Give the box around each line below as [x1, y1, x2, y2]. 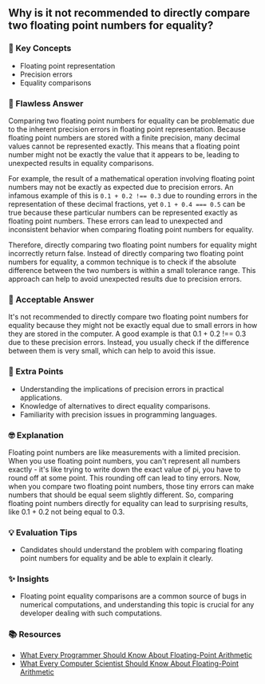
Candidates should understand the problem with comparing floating [19, 545, 243, 555]
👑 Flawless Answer [8, 97, 84, 109]
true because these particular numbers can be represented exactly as [8, 208, 238, 217]
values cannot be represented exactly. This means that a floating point [8, 141, 240, 151]
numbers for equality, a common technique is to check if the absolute [8, 257, 237, 267]
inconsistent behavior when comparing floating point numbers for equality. [8, 224, 254, 234]
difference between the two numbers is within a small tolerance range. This [8, 265, 256, 275]
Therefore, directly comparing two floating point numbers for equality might [8, 239, 257, 250]
